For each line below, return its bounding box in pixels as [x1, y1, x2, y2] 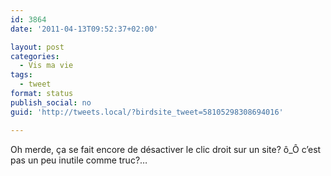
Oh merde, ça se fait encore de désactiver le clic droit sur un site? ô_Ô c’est [10, 143, 322, 155]
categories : [10, 51, 60, 61]
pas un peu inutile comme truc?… [10, 154, 148, 166]
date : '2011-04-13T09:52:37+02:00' [10, 24, 159, 34]
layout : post [10, 42, 65, 52]
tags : [10, 70, 33, 80]
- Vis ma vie [19, 61, 74, 71]
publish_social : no [10, 97, 92, 108]
